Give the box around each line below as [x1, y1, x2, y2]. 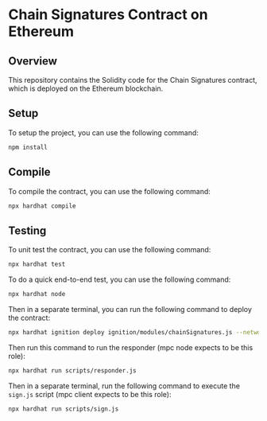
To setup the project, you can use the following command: [8, 127, 199, 137]
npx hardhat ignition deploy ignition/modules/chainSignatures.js [8, 328, 233, 336]
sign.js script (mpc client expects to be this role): [8, 389, 172, 399]
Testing [8, 224, 47, 237]
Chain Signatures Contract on [8, 6, 208, 24]
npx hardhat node [8, 290, 66, 298]
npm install [8, 143, 48, 151]
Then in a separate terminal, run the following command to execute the [8, 380, 241, 391]
